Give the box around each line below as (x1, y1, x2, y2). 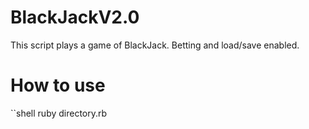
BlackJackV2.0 (10, 6, 140, 29)
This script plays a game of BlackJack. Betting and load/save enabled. (10, 39, 300, 51)
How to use (10, 74, 106, 97)
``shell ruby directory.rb (10, 107, 108, 119)
